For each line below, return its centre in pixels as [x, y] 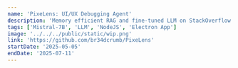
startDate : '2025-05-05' [44, 47]
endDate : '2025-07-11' [41, 54]
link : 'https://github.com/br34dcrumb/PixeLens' [81, 40]
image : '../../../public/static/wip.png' [70, 34]
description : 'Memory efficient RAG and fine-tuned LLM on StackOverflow [119, 21]
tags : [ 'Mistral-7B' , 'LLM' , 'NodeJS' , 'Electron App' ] [92, 27]
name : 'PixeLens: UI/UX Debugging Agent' [70, 14]
